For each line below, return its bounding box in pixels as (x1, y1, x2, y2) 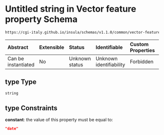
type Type (5, 78, 37, 86)
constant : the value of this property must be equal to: (5, 117, 113, 123)
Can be (7, 55, 24, 62)
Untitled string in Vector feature (5, 3, 137, 15)
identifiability (95, 61, 125, 68)
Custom (130, 40, 149, 47)
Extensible (39, 44, 64, 51)
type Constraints (5, 104, 58, 113)
